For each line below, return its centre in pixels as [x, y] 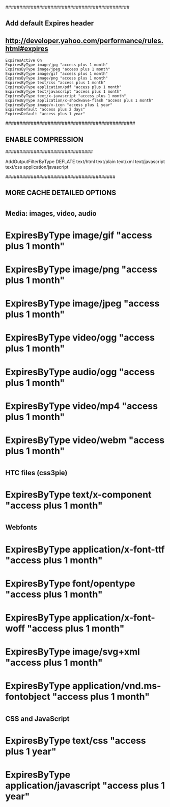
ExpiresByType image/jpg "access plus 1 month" [57, 65]
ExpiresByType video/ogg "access [80, 338]
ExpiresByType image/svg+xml [73, 652]
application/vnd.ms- [117, 686]
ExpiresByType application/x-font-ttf [85, 549]
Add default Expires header [50, 23]
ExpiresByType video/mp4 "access [81, 406]
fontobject [28, 697]
